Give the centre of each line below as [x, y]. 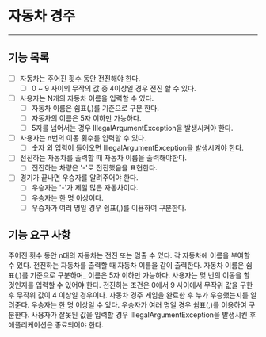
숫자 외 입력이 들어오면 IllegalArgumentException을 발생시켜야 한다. [137, 148]
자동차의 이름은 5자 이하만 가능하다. [86, 118]
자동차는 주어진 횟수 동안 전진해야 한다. [80, 78]
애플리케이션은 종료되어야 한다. [56, 325]
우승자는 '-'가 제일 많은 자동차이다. [85, 188]
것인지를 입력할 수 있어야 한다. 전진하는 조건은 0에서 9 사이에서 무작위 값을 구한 [131, 285]
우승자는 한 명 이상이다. [68, 197]
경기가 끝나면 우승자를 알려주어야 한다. [79, 178]
